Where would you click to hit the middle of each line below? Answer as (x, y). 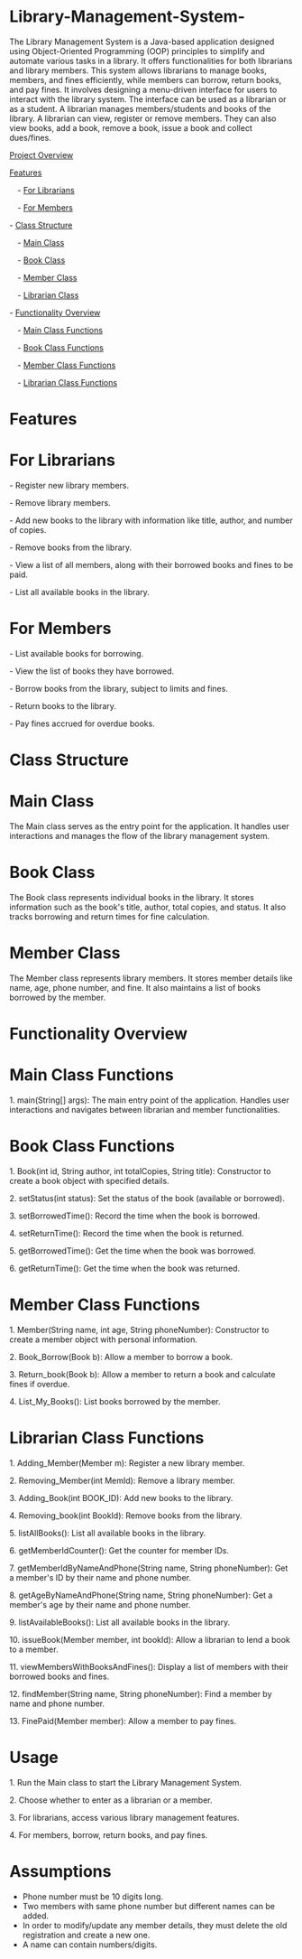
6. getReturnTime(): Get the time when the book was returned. (125, 1269)
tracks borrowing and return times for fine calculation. (110, 917)
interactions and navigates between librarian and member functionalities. (145, 1110)
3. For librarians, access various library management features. (125, 1817)
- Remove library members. (60, 503)
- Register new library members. (69, 486)
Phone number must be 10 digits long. (93, 1896)
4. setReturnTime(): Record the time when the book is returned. (127, 1234)
